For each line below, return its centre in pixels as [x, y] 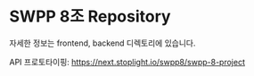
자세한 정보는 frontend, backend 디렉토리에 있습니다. [102, 43]
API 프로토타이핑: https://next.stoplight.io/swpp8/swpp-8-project [127, 62]
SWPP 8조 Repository [90, 17]
